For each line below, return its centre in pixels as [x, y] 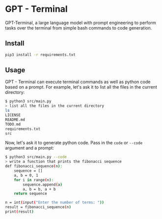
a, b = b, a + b [39, 189]
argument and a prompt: [29, 148]
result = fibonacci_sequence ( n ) [38, 207]
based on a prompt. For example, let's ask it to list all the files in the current [81, 87]
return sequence [31, 194]
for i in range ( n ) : [34, 180]
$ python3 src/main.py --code [36, 157]
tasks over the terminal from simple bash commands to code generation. [79, 28]
